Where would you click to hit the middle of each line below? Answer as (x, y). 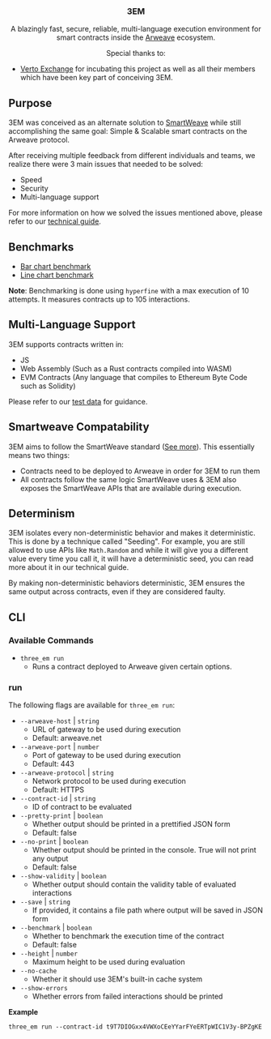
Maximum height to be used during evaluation (109, 962)
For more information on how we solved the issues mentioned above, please (135, 213)
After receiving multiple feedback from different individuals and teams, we (132, 156)
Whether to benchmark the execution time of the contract (128, 936)
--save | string (45, 902)
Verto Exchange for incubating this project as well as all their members (138, 69)
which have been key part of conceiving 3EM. (97, 78)
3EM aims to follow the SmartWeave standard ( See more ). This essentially (131, 447)
